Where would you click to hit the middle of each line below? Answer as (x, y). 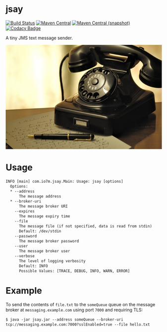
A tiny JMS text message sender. (39, 38)
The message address (40, 196)
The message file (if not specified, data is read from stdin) (85, 226)
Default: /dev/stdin (40, 231)
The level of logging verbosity (52, 261)
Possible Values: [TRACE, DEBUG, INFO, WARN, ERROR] (74, 271)
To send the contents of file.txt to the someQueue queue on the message (81, 304)
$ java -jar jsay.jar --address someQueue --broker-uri (64, 320)
